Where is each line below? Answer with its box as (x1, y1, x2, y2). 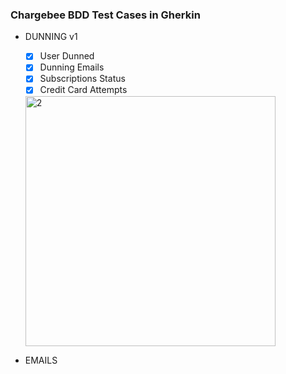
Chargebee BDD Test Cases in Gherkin (10, 8, 201, 22)
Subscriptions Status (39, 73, 126, 85)
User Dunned (39, 50, 95, 62)
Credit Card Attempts (39, 84, 128, 96)
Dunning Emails (39, 61, 105, 73)
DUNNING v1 (24, 31, 78, 43)
